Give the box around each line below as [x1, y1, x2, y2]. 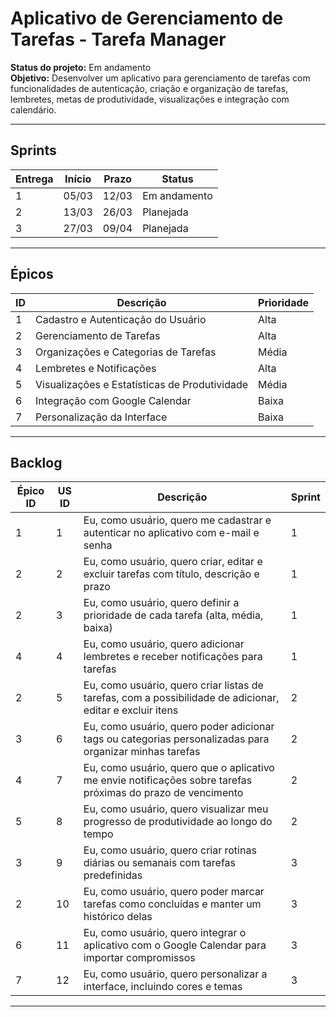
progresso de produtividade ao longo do [83, 815, 273, 829]
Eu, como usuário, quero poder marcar [83, 885, 265, 899]
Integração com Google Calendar [35, 393, 192, 407]
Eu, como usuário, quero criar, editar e [83, 555, 263, 569]
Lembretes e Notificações [35, 361, 157, 375]
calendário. [10, 103, 57, 116]
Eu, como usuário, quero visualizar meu [83, 802, 269, 816]
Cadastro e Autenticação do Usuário [35, 312, 207, 326]
